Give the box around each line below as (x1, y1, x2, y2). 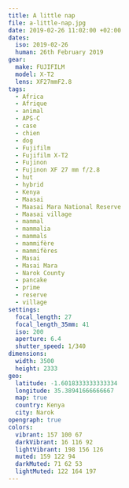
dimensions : (8, 350, 47, 358)
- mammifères (15, 247, 58, 255)
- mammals (15, 233, 47, 240)
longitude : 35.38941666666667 (15, 387, 114, 395)
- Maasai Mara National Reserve (15, 202, 122, 210)
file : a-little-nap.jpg (8, 19, 87, 27)
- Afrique (15, 100, 47, 108)
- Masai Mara (15, 262, 58, 270)
